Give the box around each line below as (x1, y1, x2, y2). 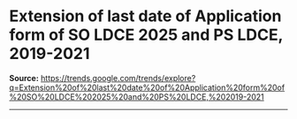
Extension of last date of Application (9, 6, 282, 26)
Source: (9, 72, 40, 83)
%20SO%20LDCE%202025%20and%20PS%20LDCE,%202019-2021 (9, 91, 265, 102)
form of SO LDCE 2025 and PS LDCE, (9, 25, 283, 45)
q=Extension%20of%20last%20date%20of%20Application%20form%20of (9, 82, 286, 93)
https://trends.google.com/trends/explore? (41, 72, 196, 83)
